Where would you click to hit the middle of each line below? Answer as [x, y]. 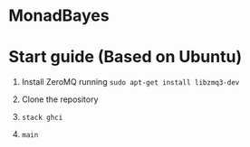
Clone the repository [60, 99]
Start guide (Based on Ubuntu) [125, 57]
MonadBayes [59, 16]
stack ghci [42, 118]
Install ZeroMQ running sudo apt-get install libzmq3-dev [130, 82]
